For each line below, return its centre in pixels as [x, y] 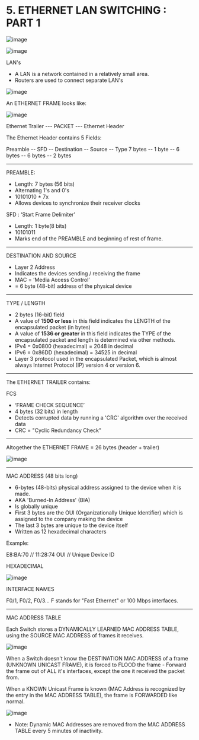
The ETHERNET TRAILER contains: [48, 382]
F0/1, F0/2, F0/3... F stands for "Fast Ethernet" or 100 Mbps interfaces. [92, 601]
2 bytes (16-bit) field [39, 315]
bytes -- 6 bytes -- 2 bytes [39, 155]
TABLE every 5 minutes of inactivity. [59, 731]
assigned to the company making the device [69, 519]
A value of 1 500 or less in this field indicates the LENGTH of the [92, 320]
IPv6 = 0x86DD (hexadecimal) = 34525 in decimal [76, 352]
